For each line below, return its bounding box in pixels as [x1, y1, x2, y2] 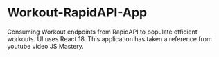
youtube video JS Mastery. [7, 42, 85, 50]
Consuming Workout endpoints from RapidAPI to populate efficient [7, 27, 198, 36]
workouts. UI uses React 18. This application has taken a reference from [7, 34, 213, 43]
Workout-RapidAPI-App [7, 5, 148, 21]
